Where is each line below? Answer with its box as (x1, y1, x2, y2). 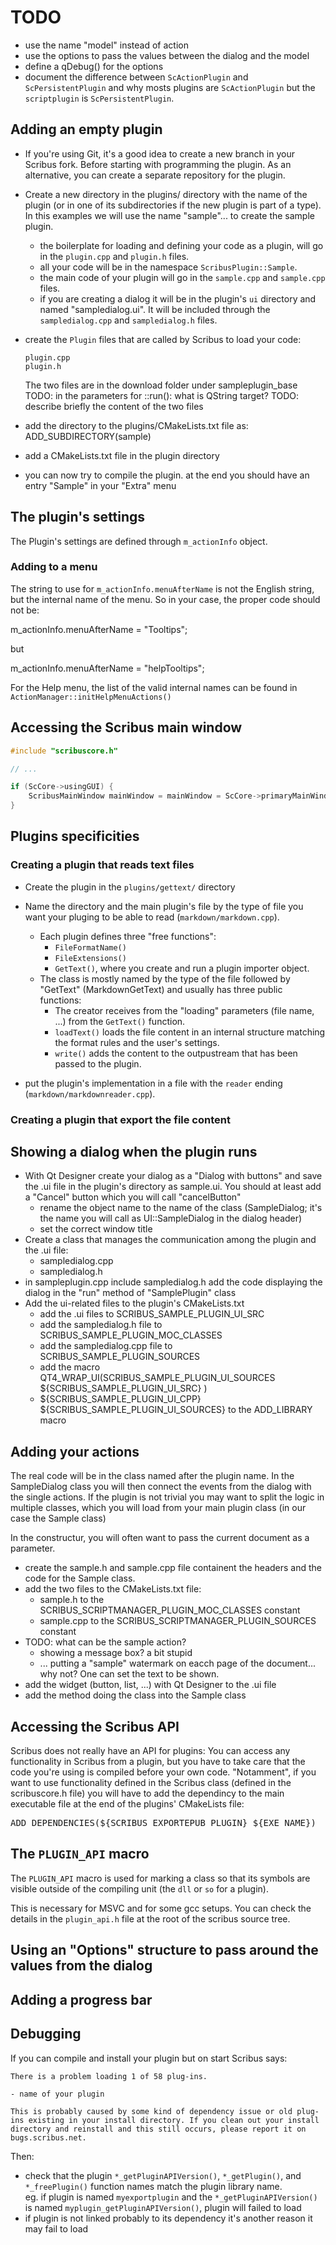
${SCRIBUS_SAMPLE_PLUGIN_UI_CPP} (39, 1393, 202, 1405)
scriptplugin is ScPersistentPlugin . (24, 92, 175, 104)
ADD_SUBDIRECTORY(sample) (24, 430, 152, 442)
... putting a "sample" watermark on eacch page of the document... (39, 1657, 317, 1670)
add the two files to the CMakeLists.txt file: (24, 1583, 202, 1595)
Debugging (10, 2026, 82, 2043)
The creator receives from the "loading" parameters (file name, (54, 1004, 315, 1016)
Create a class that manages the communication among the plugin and (24, 1234, 317, 1246)
